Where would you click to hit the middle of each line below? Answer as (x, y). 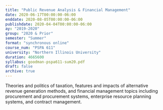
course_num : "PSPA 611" (30, 48)
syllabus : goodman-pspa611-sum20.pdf (45, 62)
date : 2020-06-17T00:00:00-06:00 (41, 15)
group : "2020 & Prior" (29, 33)
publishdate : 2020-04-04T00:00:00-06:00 (49, 24)
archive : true (20, 71)
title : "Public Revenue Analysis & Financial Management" (68, 10)
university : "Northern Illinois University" (53, 52)
